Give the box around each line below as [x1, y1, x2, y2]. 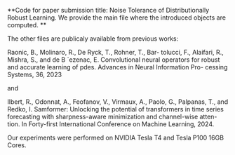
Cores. [7, 141, 27, 149]
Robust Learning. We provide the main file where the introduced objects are [7, 13, 227, 22]
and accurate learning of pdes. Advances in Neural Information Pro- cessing [7, 63, 228, 71]
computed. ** [7, 21, 47, 29]
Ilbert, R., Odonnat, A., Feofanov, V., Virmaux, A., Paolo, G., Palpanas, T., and [7, 97, 229, 106]
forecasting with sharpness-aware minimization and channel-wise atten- [7, 112, 217, 121]
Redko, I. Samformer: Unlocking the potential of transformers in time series [7, 105, 224, 113]
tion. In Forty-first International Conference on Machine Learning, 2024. [7, 120, 215, 128]
